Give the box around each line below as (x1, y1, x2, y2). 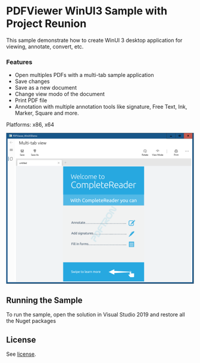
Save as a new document (14, 84, 77, 91)
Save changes (14, 78, 50, 85)
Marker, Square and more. (14, 109, 79, 117)
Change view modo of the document (14, 91, 105, 98)
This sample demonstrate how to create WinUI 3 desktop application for (6, 36, 183, 44)
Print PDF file (14, 97, 48, 104)
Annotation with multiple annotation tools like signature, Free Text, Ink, (14, 103, 187, 110)
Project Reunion (6, 17, 87, 30)
